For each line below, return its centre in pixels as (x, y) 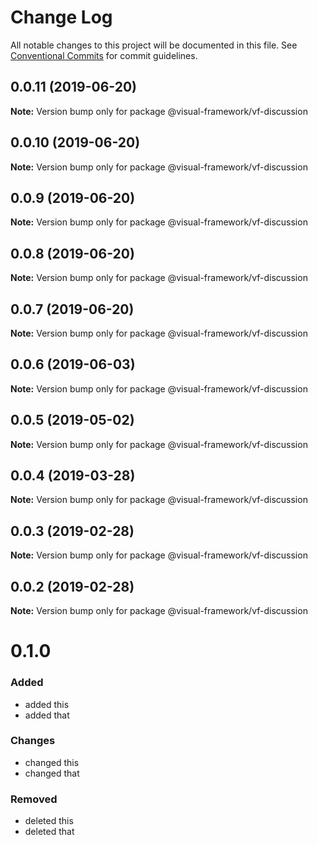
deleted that (49, 832)
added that (47, 715)
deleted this (49, 821)
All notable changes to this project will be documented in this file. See (154, 45)
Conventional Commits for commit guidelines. (104, 55)
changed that (52, 773)
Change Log (61, 17)
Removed (34, 799)
